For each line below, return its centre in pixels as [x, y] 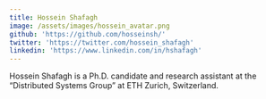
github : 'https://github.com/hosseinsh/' [88, 34]
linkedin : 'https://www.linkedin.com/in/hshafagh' [106, 51]
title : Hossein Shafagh [54, 17]
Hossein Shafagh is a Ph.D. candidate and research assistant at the [133, 76]
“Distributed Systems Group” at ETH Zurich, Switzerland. [114, 86]
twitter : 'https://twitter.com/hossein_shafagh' [102, 42]
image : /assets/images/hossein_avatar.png [90, 26]
